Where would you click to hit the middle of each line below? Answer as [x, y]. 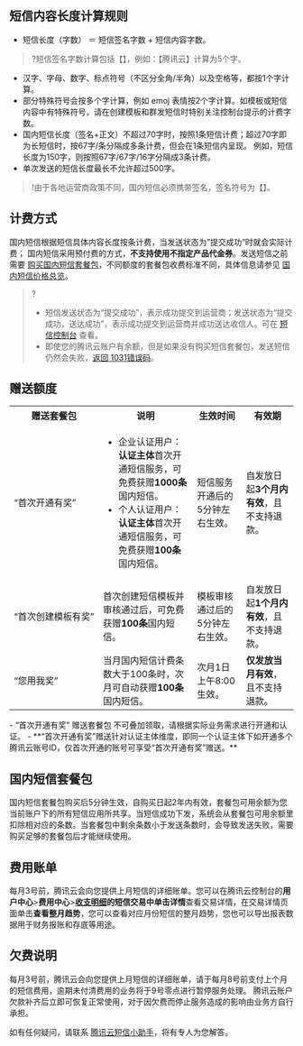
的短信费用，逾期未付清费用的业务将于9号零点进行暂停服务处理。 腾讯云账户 [151, 990]
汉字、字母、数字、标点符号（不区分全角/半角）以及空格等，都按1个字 [152, 78]
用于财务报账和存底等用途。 [68, 925]
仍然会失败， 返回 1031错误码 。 [102, 357]
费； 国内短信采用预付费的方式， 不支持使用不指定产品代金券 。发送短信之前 [149, 253]
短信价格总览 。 [45, 275]
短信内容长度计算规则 [69, 16]
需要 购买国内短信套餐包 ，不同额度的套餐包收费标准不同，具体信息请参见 [145, 264]
